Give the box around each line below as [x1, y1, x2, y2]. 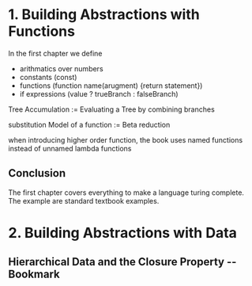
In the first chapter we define [8, 48, 103, 58]
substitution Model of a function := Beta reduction [8, 120, 171, 129]
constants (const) [19, 72, 77, 82]
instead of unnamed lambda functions [8, 143, 132, 153]
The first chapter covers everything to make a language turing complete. [8, 188, 245, 197]
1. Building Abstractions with [8, 6, 200, 24]
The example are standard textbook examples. [8, 196, 160, 205]
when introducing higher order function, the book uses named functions [8, 135, 243, 144]
